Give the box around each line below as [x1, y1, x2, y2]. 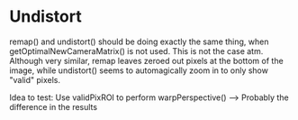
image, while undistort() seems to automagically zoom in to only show [9, 65, 268, 76]
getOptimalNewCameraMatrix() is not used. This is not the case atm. [9, 45, 264, 56]
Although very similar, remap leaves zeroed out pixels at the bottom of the [9, 55, 284, 66]
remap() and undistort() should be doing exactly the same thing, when [9, 36, 269, 47]
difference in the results [9, 101, 97, 112]
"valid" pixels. [9, 74, 61, 85]
